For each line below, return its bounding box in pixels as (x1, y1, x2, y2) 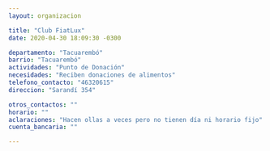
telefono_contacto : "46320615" (8, 78, 114, 86)
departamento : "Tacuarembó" (8, 48, 104, 57)
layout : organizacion (8, 11, 82, 20)
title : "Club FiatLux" (8, 26, 85, 35)
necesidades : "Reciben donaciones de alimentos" (8, 71, 176, 79)
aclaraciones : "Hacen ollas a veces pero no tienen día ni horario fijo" (8, 115, 264, 124)
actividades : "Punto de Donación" (8, 64, 126, 72)
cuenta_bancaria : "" (8, 123, 79, 132)
